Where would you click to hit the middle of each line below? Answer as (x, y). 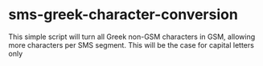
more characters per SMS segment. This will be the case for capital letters (131, 45)
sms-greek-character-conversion (123, 15)
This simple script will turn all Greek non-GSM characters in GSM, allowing (132, 37)
